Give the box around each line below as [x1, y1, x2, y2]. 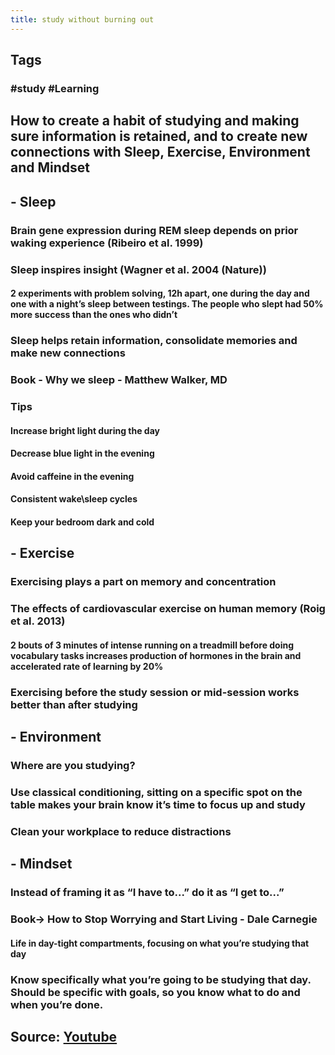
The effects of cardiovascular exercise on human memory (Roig [10, 602, 326, 616]
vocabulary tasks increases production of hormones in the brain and [10, 649, 302, 661]
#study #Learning [10, 81, 100, 95]
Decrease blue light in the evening [10, 447, 155, 460]
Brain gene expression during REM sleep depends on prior [10, 223, 299, 237]
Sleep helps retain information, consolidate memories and [10, 334, 298, 348]
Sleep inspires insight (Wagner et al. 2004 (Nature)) [10, 262, 267, 276]
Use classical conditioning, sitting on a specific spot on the [10, 785, 303, 799]
